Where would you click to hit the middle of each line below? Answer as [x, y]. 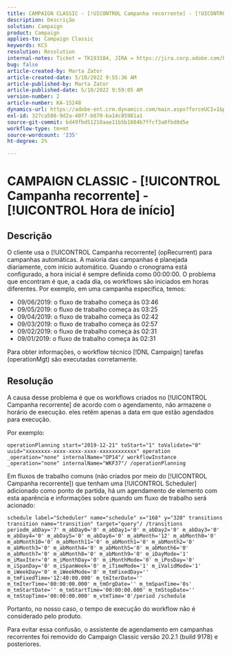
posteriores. [24, 644]
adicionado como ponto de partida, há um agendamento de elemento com [112, 490]
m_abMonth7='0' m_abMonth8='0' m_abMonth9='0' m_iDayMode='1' [98, 554]
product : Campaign [33, 33]
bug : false [23, 65]
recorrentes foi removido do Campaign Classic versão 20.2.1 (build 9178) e [113, 636]
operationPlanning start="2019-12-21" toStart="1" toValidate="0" [104, 445]
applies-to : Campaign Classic [51, 39]
